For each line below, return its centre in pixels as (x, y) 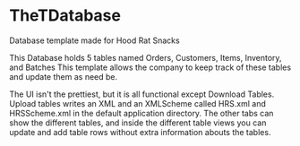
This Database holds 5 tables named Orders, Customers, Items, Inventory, (146, 57)
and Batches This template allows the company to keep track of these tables (150, 67)
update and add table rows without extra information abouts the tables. (140, 132)
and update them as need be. (64, 76)
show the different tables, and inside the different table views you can (138, 123)
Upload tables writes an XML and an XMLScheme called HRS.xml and (137, 103)
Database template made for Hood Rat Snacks (95, 40)
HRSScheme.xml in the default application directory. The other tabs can (141, 113)
